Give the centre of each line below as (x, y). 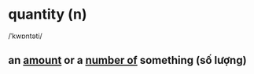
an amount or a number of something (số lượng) (127, 60)
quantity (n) (48, 14)
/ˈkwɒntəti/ (26, 36)
